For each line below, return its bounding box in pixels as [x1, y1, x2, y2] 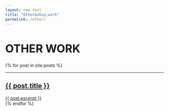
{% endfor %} [5, 100, 34, 106]
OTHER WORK [5, 41, 80, 55]
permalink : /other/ [5, 17, 46, 22]
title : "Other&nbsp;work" [5, 12, 59, 17]
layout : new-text [5, 7, 42, 13]
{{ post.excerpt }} [5, 95, 42, 101]
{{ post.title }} [5, 82, 50, 90]
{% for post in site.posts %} [5, 62, 63, 68]
